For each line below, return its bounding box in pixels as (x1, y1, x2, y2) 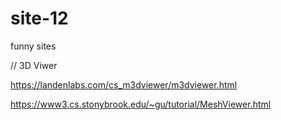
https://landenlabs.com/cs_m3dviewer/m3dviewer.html (10, 78, 238, 91)
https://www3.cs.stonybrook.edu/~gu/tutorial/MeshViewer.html (10, 98, 272, 110)
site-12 (10, 7, 69, 30)
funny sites (10, 40, 57, 52)
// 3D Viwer (10, 59, 58, 71)
